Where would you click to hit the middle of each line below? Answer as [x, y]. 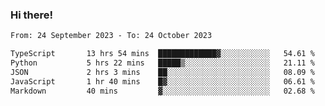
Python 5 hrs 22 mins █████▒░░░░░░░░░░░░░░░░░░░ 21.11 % [162, 63]
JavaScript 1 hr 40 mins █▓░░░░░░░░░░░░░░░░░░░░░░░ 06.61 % [162, 81]
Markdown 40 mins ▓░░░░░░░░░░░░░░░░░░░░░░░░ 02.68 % [162, 91]
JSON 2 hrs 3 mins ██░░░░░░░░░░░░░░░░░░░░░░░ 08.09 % [162, 72]
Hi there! [32, 15]
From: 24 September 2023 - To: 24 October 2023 [111, 36]
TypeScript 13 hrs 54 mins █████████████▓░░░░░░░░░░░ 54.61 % [162, 54]
